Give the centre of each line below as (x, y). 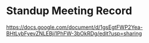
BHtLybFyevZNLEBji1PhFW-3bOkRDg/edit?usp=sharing (74, 33)
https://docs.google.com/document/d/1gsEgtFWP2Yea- (74, 27)
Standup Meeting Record (69, 11)
